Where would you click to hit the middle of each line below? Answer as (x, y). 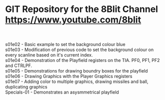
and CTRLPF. (19, 65)
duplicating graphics (26, 86)
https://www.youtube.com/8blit (73, 20)
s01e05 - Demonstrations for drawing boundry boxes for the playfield (77, 70)
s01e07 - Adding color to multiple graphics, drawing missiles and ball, (77, 81)
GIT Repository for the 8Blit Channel (82, 9)
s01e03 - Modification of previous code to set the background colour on (79, 49)
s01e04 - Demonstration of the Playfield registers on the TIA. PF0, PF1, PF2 (82, 60)
